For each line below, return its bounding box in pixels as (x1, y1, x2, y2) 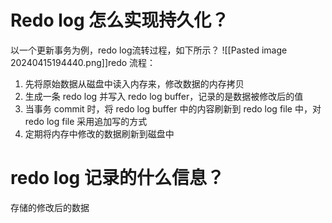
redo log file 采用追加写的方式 (24, 115, 148, 127)
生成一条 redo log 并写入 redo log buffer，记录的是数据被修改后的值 (24, 90, 304, 102)
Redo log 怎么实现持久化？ (10, 9, 230, 32)
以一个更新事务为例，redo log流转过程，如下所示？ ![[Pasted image (10, 44, 288, 56)
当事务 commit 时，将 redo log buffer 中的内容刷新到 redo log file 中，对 (24, 102, 322, 115)
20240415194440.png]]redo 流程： (10, 56, 157, 68)
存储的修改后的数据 (10, 201, 90, 213)
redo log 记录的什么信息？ (10, 167, 225, 190)
